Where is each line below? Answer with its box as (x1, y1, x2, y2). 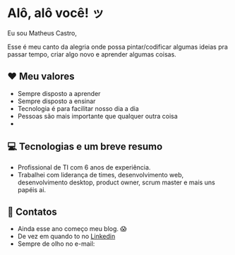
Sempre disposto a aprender (17, 89, 101, 97)
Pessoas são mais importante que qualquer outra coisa (17, 112, 178, 120)
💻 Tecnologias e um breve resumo (7, 141, 163, 153)
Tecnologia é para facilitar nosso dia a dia (17, 104, 139, 112)
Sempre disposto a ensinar (17, 97, 96, 105)
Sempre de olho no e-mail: (17, 239, 95, 248)
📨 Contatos (7, 206, 58, 218)
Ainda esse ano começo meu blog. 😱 (17, 225, 127, 233)
